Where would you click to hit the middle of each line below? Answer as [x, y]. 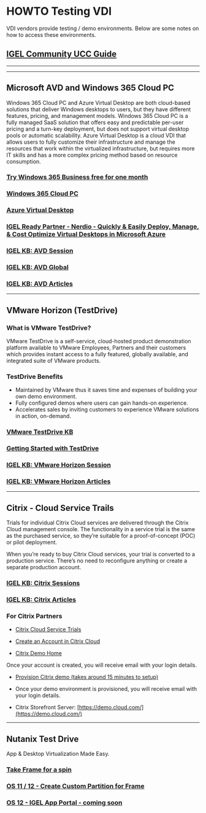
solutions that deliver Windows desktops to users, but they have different [99, 109]
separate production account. [44, 567]
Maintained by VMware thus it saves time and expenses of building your [106, 390]
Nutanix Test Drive [43, 739]
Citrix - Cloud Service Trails [60, 508]
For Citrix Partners [34, 617]
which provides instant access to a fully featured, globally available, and [97, 354]
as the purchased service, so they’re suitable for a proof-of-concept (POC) [101, 536]
